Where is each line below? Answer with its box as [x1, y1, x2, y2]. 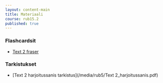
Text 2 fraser [12, 48, 39, 54]
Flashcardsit [5, 38, 36, 44]
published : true [5, 21, 39, 26]
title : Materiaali [5, 12, 43, 17]
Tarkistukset [5, 61, 36, 68]
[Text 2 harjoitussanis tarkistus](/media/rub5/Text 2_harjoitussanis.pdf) [12, 72, 159, 78]
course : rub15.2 [5, 16, 39, 21]
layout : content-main [5, 7, 50, 12]
